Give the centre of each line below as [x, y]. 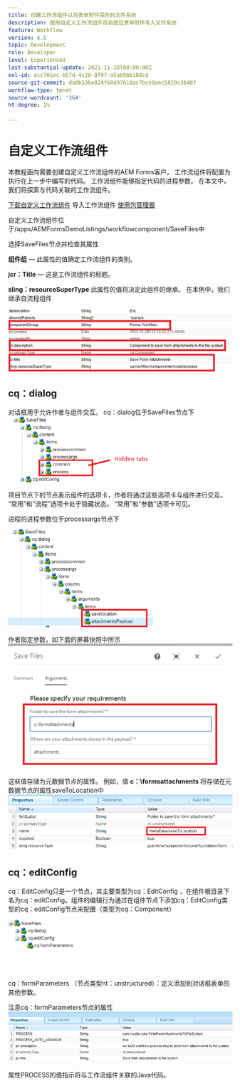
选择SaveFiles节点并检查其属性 [53, 244]
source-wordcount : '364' [45, 97]
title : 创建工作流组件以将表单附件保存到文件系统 [72, 15]
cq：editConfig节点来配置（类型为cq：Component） [98, 909]
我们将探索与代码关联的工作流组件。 [61, 189]
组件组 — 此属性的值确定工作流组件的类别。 [72, 259]
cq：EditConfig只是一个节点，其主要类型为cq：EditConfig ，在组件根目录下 [119, 891]
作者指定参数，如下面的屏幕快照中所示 [64, 639]
